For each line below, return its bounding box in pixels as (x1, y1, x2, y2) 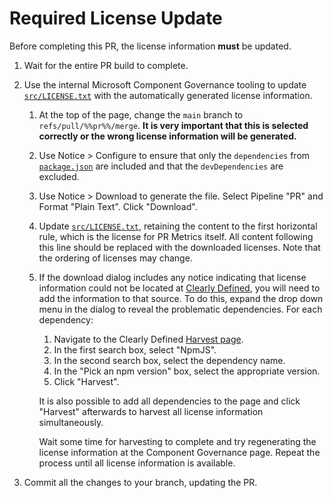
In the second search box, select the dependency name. (53, 354, 286, 366)
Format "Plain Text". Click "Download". (38, 200, 198, 212)
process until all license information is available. (38, 457, 236, 469)
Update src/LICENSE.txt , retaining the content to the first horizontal (38, 220, 318, 232)
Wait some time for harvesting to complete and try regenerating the (38, 435, 317, 447)
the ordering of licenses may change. (38, 252, 193, 264)
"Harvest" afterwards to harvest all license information (38, 405, 264, 417)
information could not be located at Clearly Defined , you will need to (38, 282, 321, 294)
